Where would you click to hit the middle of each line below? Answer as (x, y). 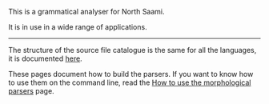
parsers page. (31, 91)
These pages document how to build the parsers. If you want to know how (131, 74)
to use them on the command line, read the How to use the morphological (130, 82)
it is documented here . (45, 58)
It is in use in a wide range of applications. (78, 27)
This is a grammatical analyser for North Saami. (87, 12)
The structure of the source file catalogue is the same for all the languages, (132, 50)
